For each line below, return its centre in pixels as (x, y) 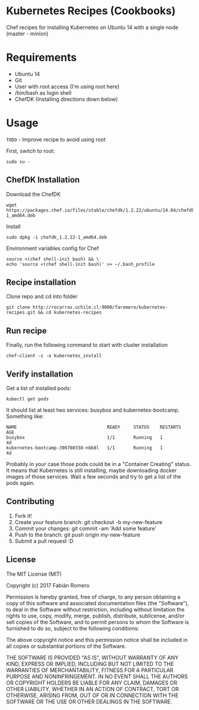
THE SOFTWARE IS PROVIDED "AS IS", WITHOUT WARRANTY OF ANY (92, 657)
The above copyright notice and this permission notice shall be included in (97, 640)
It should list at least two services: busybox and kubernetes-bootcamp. (93, 410)
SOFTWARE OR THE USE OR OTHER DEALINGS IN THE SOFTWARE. (89, 701)
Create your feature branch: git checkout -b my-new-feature (89, 522)
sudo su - (18, 162)
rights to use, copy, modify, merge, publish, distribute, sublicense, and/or (95, 616)
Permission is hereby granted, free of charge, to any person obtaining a (93, 597)
